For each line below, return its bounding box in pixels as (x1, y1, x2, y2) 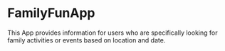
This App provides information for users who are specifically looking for (7, 28, 218, 37)
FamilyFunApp (7, 5, 95, 21)
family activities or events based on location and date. (7, 35, 166, 44)
